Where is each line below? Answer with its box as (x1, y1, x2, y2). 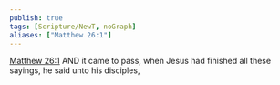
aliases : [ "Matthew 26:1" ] (9, 30, 112, 39)
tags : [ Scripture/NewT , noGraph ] (9, 22, 137, 31)
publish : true (9, 13, 64, 23)
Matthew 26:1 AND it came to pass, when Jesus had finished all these (9, 56, 272, 67)
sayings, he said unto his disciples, (9, 65, 140, 76)
